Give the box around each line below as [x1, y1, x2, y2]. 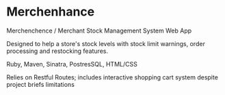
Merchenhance [6, 4, 95, 20]
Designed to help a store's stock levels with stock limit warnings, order [6, 39, 206, 47]
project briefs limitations [6, 80, 75, 88]
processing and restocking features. [6, 47, 109, 55]
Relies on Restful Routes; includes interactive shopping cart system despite [6, 73, 218, 81]
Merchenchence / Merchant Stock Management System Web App [6, 26, 192, 35]
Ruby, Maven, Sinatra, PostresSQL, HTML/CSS [6, 60, 137, 68]
